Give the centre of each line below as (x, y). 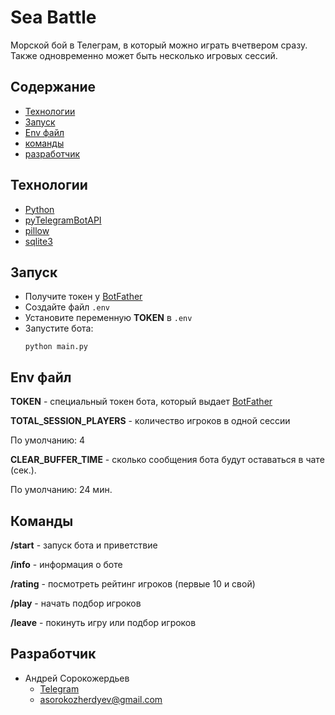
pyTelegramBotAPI (63, 220)
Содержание (53, 87)
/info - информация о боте (66, 564)
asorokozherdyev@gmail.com (101, 699)
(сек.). (23, 470)
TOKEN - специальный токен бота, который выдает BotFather (141, 402)
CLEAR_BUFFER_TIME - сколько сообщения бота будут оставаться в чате (167, 460)
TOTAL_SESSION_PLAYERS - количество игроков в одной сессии (150, 421)
